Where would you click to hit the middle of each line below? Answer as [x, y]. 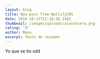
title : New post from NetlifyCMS [39, 14]
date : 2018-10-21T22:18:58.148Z [38, 19]
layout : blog [18, 10]
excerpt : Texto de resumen [33, 37]
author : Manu [18, 32]
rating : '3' [17, 28]
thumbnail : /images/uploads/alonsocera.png [50, 23]
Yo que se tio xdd [23, 51]
